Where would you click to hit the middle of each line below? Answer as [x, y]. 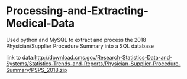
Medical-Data [41, 23]
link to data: [20, 57]
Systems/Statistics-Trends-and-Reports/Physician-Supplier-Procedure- [93, 64]
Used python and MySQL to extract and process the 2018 [76, 39]
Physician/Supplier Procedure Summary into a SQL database [80, 46]
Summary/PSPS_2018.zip [37, 70]
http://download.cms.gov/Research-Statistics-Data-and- [104, 57]
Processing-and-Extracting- [78, 11]
